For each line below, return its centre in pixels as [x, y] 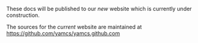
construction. [23, 15]
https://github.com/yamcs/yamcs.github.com [63, 33]
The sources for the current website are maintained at [74, 27]
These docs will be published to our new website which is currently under [99, 9]
